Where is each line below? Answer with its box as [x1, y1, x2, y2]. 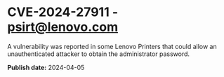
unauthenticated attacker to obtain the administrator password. [7, 50, 190, 58]
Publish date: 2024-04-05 [7, 63, 85, 71]
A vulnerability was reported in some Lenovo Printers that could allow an [7, 42, 217, 50]
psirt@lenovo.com [7, 19, 118, 35]
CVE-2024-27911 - [7, 4, 118, 20]
